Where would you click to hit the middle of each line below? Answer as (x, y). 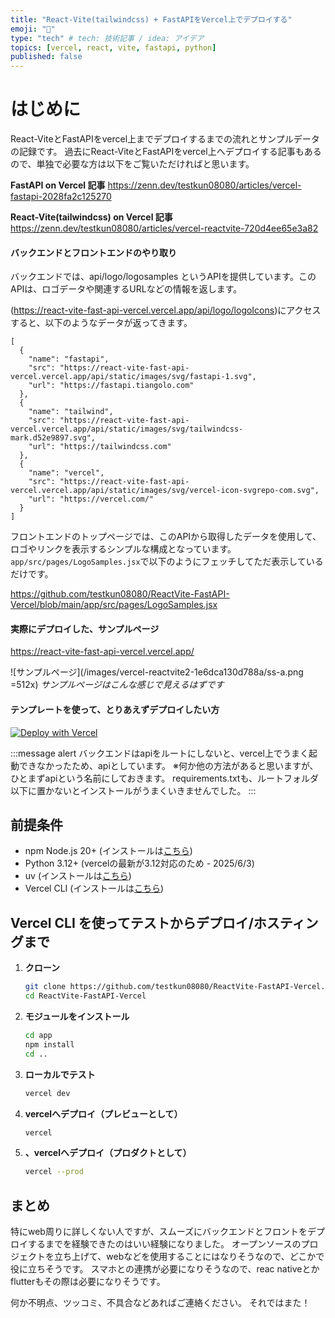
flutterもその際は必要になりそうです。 (88, 1282)
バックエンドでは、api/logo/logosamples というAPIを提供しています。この (163, 277)
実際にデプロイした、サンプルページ (85, 628)
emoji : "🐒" (33, 29)
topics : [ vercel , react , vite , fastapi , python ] (113, 47)
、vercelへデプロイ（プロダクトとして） (108, 1153)
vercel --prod (54, 1172)
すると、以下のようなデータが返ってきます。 (101, 323)
